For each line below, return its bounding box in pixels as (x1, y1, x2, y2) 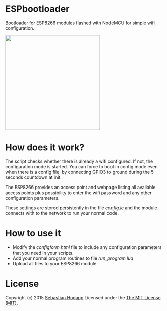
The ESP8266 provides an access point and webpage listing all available (5, 184, 156, 190)
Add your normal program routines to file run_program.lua (12, 255, 134, 261)
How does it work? (5, 142, 85, 153)
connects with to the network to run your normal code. (5, 210, 119, 216)
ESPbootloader (5, 3, 70, 15)
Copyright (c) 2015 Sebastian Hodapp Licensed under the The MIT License (5, 294, 161, 300)
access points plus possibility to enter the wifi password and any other (5, 190, 152, 196)
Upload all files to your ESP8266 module (12, 260, 97, 266)
